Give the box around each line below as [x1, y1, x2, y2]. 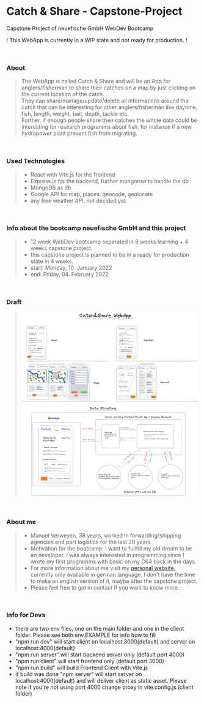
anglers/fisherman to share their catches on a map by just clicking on [21, 84, 196, 91]
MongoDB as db [30, 184, 71, 191]
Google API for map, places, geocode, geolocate [30, 190, 153, 197]
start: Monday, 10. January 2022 [30, 264, 112, 271]
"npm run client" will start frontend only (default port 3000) [15, 657, 165, 664]
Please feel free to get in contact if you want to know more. [30, 583, 180, 591]
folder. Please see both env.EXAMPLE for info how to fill [15, 631, 156, 639]
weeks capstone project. [30, 244, 93, 252]
